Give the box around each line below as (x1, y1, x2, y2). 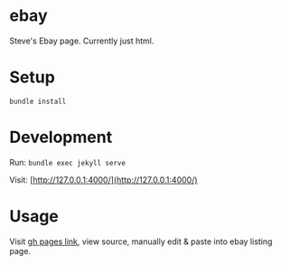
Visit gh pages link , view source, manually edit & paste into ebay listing (9, 236, 273, 247)
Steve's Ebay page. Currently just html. (9, 35, 155, 46)
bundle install (9, 97, 67, 106)
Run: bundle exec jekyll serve (9, 156, 126, 167)
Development (9, 128, 113, 147)
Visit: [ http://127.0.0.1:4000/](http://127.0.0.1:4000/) (9, 174, 198, 185)
